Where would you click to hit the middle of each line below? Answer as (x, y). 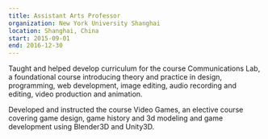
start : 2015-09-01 (39, 38)
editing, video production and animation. (75, 94)
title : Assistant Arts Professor (65, 16)
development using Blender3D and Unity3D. (82, 127)
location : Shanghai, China (54, 31)
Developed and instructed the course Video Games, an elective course (126, 110)
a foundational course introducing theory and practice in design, (115, 77)
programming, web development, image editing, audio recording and (122, 86)
